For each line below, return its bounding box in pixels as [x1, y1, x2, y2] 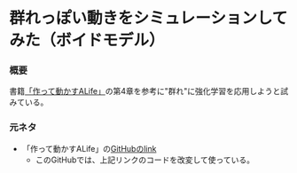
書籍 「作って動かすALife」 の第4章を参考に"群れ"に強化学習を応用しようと [9, 86, 281, 97]
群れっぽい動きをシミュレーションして [9, 8, 288, 28]
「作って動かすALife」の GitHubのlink [21, 143, 157, 153]
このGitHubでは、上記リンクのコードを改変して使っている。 [35, 154, 255, 165]
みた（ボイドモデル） [9, 30, 166, 51]
